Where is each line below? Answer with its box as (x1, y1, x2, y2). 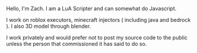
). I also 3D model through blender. (6, 23, 91, 29)
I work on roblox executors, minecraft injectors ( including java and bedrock (6, 16, 191, 23)
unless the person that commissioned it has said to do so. (6, 41, 147, 47)
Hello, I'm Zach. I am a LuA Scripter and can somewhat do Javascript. (6, 5, 177, 12)
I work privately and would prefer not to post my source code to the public (6, 34, 188, 41)
